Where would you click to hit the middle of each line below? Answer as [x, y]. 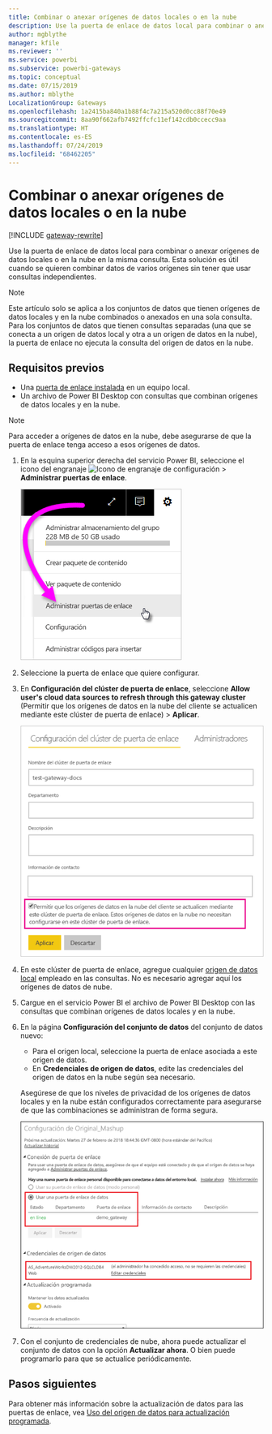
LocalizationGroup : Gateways [57, 103]
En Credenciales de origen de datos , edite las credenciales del [138, 1069]
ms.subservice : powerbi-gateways [65, 69]
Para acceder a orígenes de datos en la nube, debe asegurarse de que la [130, 436]
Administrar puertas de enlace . [73, 478]
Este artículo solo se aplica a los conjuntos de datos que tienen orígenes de [134, 308]
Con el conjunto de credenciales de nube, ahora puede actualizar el [133, 1341]
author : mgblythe [38, 34]
